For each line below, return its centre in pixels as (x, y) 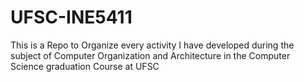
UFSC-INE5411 (71, 17)
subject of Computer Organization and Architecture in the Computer (150, 55)
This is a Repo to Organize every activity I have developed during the (152, 45)
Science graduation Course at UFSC (85, 66)
